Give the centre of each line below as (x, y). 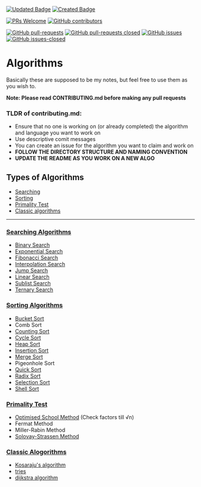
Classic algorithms (38, 211)
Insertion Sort (32, 350)
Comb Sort (28, 325)
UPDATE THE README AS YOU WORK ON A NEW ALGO (85, 159)
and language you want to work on (57, 133)
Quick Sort (28, 369)
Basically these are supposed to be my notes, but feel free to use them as (97, 80)
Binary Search (32, 245)
